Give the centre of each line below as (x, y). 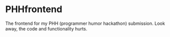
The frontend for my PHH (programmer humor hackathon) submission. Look (85, 23)
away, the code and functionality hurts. (46, 28)
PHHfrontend (34, 9)
